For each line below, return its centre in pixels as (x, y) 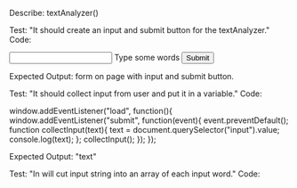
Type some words (147, 57)
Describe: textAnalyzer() (54, 13)
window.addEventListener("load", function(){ (91, 111)
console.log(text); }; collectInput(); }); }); (83, 139)
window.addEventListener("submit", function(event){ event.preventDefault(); (149, 120)
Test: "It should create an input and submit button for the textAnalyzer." (140, 30)
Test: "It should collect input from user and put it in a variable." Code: (136, 94)
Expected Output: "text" (53, 156)
